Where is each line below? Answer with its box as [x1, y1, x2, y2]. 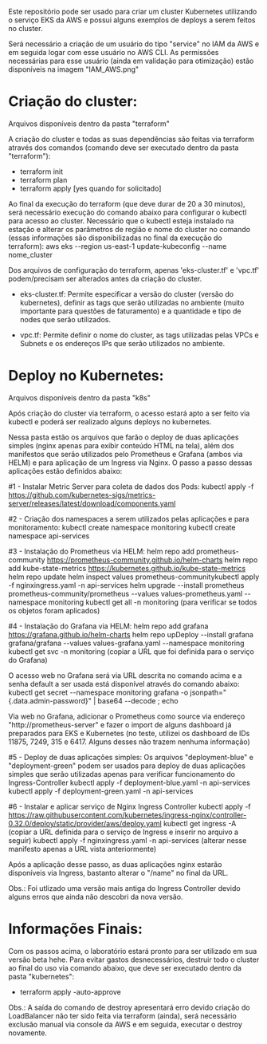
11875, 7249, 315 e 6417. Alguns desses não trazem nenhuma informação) [8, 737, 250, 747]
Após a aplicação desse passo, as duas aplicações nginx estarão [8, 859, 222, 869]
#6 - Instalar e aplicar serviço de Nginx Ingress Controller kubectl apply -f [8, 802, 251, 811]
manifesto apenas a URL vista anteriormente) [8, 844, 157, 853]
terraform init [19, 167, 64, 176]
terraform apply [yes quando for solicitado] [19, 183, 162, 193]
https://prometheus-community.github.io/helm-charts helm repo [46, 554, 258, 565]
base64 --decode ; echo [97, 695, 179, 705]
